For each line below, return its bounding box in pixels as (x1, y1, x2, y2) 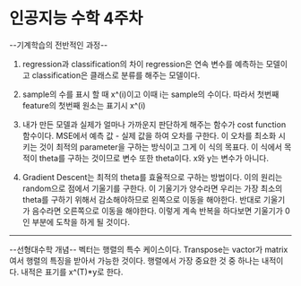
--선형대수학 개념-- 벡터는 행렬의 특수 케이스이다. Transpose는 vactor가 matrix (9, 244, 288, 255)
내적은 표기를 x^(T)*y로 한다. (21, 266, 124, 277)
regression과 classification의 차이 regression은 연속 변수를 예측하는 (21, 58, 264, 69)
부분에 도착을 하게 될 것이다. (31, 216, 130, 227)
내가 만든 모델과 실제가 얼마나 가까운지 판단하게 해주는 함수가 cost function (21, 118, 287, 130)
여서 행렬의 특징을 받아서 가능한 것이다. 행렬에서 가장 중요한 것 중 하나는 (9, 255, 260, 265)
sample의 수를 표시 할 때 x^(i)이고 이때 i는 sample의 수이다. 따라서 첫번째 (21, 89, 279, 100)
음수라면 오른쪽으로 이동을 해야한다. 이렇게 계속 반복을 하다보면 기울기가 (31, 205, 284, 216)
